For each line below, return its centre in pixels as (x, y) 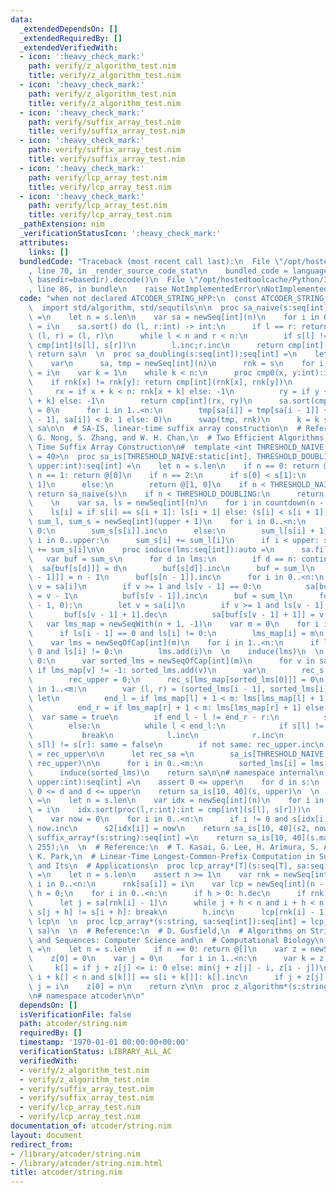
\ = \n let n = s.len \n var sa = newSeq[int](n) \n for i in (174, 317)
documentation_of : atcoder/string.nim (91, 1126)
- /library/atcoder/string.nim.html (86, 1163)
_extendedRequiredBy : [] (71, 38)
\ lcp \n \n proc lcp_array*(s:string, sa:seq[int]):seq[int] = (167, 921)
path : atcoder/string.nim (73, 1024)
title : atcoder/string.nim (66, 1172)
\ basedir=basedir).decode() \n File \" (113, 280)
